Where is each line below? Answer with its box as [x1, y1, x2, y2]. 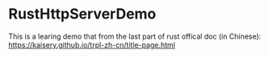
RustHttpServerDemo [8, 5, 157, 23]
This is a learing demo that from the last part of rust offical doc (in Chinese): [8, 31, 262, 41]
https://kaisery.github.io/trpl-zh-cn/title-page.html [8, 39, 175, 49]
